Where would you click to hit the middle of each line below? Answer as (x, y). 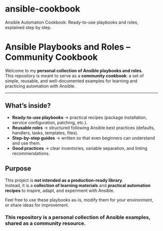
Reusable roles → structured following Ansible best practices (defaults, (83, 128)
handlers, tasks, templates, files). (45, 133)
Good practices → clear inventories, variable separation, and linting (80, 148)
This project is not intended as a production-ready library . (64, 180)
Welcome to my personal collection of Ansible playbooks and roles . (74, 71)
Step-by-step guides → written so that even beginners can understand (83, 138)
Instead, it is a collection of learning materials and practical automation (78, 185)
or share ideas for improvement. (37, 205)
